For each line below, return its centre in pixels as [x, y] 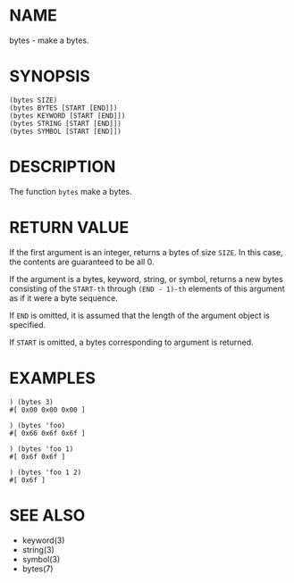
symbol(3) [41, 559]
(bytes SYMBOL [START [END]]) [66, 131]
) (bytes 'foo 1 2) [46, 472]
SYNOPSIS [50, 76]
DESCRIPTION [63, 167]
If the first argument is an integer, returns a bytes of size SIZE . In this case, [146, 252]
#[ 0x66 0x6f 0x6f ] [48, 433]
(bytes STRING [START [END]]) [66, 123]
